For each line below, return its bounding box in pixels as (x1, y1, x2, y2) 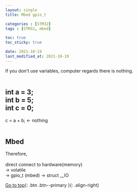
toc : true (5, 35, 26, 41)
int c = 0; (5, 104, 34, 112)
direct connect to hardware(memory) (5, 162, 83, 168)
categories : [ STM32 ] (5, 21, 51, 26)
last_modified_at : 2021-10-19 (5, 54, 70, 59)
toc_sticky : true (5, 40, 42, 45)
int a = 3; (5, 88, 34, 96)
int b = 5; (5, 96, 34, 105)
